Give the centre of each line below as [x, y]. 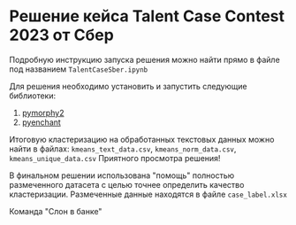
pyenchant [42, 122]
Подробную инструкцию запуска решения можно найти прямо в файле [144, 59]
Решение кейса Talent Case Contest [147, 16]
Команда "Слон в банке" [56, 211]
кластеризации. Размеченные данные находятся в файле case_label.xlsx [148, 194]
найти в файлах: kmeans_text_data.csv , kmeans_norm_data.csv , [123, 149]
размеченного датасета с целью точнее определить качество [127, 184]
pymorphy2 [43, 112]
